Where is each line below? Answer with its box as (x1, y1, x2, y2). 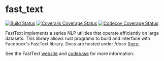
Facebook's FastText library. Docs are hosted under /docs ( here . (5, 40, 140, 46)
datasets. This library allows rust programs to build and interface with (5, 35, 151, 41)
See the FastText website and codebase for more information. (5, 50, 135, 56)
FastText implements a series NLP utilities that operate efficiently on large (5, 30, 159, 36)
